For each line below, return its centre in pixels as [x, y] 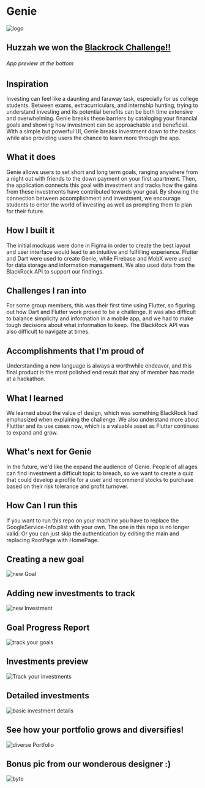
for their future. [25, 211]
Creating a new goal [45, 560]
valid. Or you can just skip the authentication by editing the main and [93, 534]
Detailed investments [48, 696]
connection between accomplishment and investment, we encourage [94, 198]
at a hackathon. [26, 379]
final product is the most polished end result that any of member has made [100, 372]
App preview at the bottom [40, 63]
